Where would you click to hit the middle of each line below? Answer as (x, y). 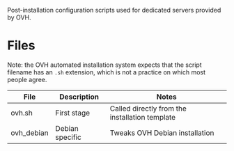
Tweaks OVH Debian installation (162, 133)
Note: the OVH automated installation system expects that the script (104, 65)
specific (68, 137)
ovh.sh (22, 113)
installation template (143, 117)
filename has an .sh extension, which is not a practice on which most (107, 72)
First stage (73, 113)
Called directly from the (148, 109)
